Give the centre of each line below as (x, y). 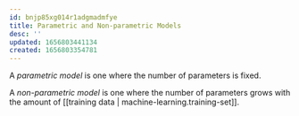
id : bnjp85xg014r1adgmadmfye (63, 17)
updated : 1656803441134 (54, 42)
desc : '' (25, 34)
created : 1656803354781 (54, 50)
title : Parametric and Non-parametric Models (95, 26)
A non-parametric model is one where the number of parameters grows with (150, 93)
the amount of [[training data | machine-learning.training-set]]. (125, 102)
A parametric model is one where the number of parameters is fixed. (135, 75)
